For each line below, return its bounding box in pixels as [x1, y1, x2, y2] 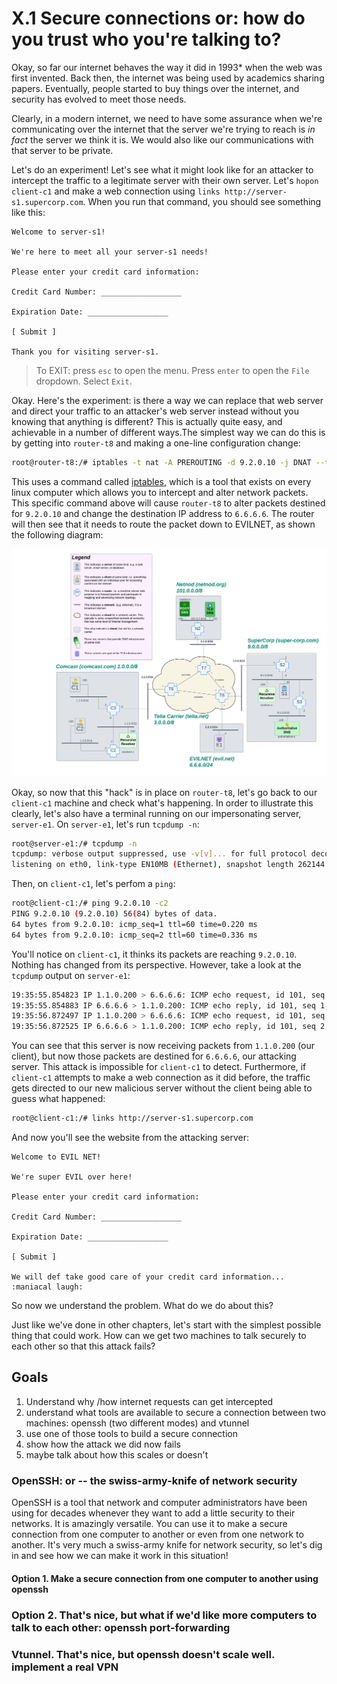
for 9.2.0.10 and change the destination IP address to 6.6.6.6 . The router [11, 507, 315, 519]
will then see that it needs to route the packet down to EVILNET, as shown [11, 518, 316, 530]
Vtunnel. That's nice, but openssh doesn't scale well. [11, 1647, 275, 1661]
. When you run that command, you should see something [82, 195, 322, 207]
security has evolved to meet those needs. [11, 93, 187, 105]
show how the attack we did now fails [25, 1438, 181, 1450]
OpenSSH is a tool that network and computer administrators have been [11, 1497, 308, 1509]
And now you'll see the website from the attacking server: [11, 1132, 249, 1144]
